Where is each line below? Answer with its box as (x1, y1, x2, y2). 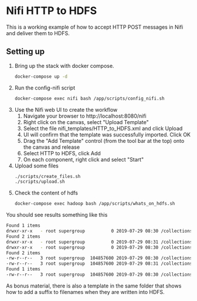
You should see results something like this (6, 211, 108, 218)
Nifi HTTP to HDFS (6, 4, 97, 18)
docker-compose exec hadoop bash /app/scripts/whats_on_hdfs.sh (14, 201, 175, 207)
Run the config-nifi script (14, 84, 76, 91)
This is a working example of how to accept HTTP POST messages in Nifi (6, 23, 184, 30)
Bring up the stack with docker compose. (14, 62, 114, 69)
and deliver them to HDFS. (6, 29, 70, 36)
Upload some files (14, 162, 59, 169)
